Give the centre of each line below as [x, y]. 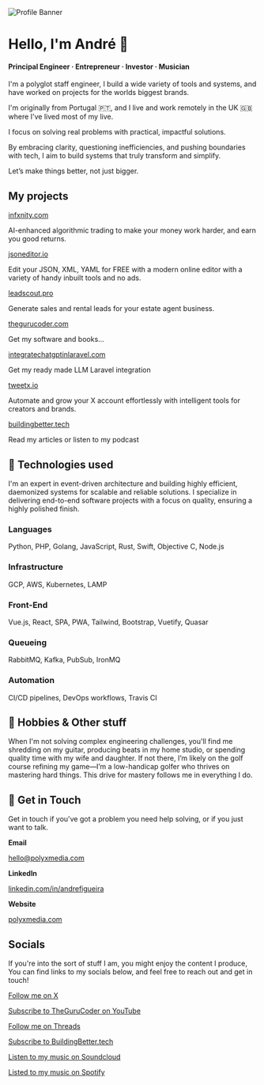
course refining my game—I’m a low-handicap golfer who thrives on [119, 767]
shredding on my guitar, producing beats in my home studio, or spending [127, 750]
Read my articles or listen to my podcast [74, 440]
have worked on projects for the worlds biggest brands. [99, 93]
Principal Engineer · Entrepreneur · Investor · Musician [99, 66]
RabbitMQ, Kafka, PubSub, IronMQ [64, 660]
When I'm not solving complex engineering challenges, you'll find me [121, 742]
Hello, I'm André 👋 [68, 44]
